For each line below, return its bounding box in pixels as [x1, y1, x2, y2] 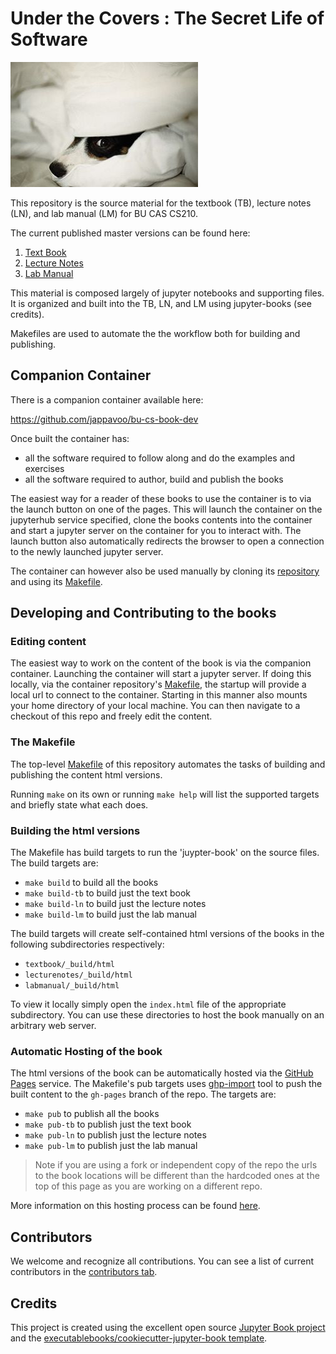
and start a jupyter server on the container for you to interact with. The [10, 524, 302, 536]
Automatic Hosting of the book [10, 1044, 163, 1058]
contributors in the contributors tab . [10, 1266, 158, 1278]
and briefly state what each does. [10, 798, 149, 811]
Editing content [10, 635, 87, 649]
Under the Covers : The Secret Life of [10, 7, 325, 30]
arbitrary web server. [10, 1020, 97, 1032]
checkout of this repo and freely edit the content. [10, 710, 213, 722]
